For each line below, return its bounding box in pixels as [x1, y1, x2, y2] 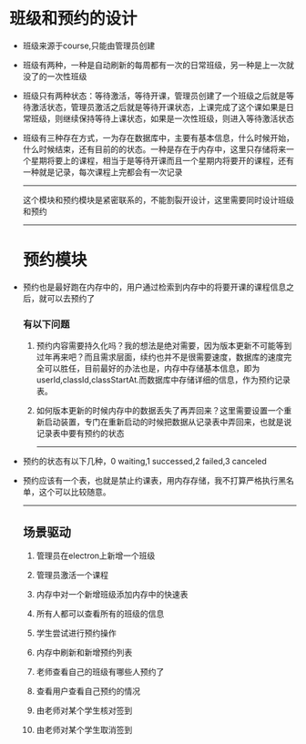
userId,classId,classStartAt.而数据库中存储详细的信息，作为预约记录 [36, 374, 291, 385]
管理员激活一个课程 [36, 569, 109, 580]
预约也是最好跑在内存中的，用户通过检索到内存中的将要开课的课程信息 [22, 281, 287, 292]
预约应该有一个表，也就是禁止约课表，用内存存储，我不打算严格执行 [22, 475, 279, 486]
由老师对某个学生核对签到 [36, 705, 133, 716]
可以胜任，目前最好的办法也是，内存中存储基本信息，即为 [44, 363, 260, 374]
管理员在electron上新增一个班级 [36, 550, 156, 561]
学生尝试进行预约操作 [36, 627, 117, 638]
